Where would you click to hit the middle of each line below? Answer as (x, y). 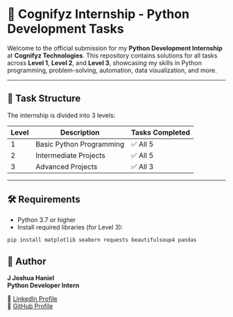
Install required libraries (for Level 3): (70, 227)
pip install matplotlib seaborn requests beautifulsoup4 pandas (102, 240)
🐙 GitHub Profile (30, 306)
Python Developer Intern (43, 285)
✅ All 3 (142, 166)
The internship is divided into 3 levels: (61, 115)
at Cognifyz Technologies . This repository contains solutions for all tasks (112, 55)
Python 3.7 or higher (46, 220)
